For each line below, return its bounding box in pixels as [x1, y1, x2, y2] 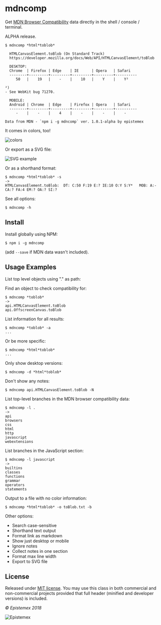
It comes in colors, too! [5, 127, 51, 133]
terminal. [5, 24, 23, 30]
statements [5, 486, 27, 492]
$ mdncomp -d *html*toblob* [5, 369, 62, 375]
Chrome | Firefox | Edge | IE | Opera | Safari [9, 68, 131, 73]
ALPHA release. [5, 33, 36, 39]
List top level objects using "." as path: [5, 276, 81, 281]
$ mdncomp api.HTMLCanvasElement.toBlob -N [5, 387, 94, 392]
